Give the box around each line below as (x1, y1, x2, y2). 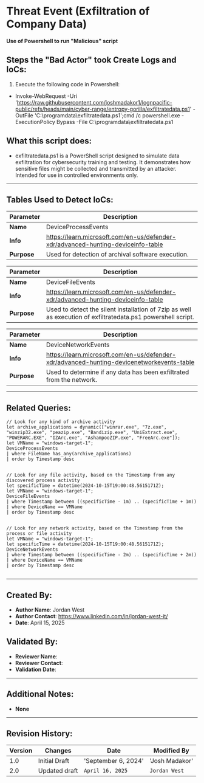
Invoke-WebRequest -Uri (15, 92, 78, 100)
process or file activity (6, 531, 72, 537)
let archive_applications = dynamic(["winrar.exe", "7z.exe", (6, 424, 167, 430)
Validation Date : (15, 666, 56, 673)
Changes (44, 747, 72, 755)
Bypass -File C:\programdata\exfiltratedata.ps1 (56, 118, 174, 125)
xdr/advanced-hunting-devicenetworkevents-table (46, 358, 195, 367)
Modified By (153, 747, 189, 755)
